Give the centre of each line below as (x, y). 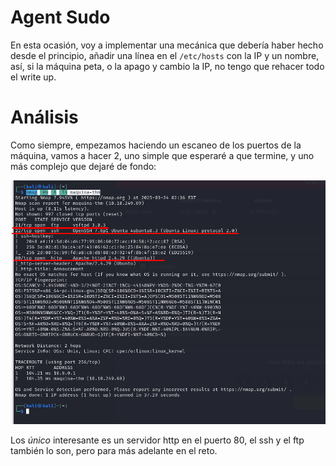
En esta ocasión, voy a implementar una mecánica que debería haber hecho (167, 45)
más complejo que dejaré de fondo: (83, 166)
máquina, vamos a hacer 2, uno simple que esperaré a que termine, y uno (162, 155)
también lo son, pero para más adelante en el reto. (114, 450)
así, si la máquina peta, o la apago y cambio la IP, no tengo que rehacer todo (167, 66)
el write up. (33, 77)
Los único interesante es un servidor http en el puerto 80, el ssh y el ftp (157, 440)
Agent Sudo (60, 17)
